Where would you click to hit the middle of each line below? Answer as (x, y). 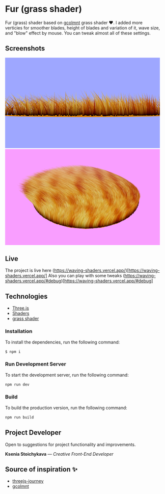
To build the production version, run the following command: (66, 408)
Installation (19, 331)
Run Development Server (36, 364)
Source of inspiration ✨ (41, 469)
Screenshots (25, 48)
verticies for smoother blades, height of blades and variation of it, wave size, (82, 27)
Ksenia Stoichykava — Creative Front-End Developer (59, 454)
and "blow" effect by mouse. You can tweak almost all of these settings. (78, 33)
